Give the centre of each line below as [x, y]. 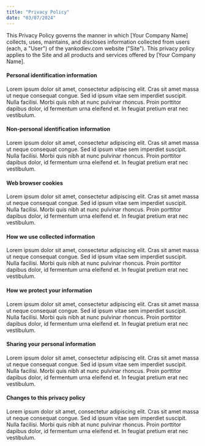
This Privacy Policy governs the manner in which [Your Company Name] [97, 35]
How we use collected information [51, 236]
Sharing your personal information [51, 344]
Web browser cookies [35, 183]
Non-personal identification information [58, 129]
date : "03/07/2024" [31, 18]
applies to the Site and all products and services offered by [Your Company [101, 55]
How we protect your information [50, 290]
